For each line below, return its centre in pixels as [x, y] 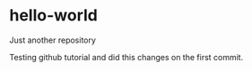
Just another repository [53, 40]
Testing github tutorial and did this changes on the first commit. [126, 57]
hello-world [54, 16]
